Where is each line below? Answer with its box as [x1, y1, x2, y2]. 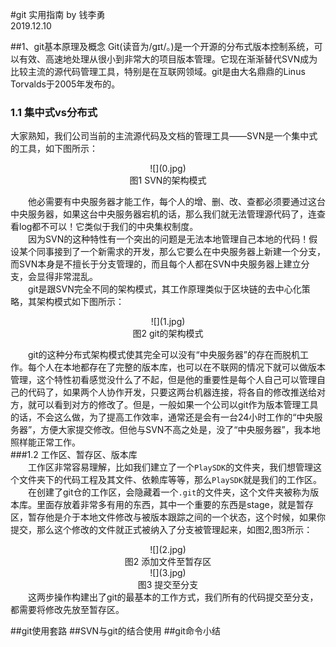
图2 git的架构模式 [132, 328, 204, 340]
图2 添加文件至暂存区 [124, 556, 212, 568]
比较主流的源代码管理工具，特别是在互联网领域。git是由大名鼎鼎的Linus [10, 66, 306, 77]
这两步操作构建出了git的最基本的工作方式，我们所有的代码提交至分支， [28, 591, 319, 603]
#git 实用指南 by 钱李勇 [10, 9, 106, 20]
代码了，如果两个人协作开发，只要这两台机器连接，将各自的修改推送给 [27, 386, 317, 398]
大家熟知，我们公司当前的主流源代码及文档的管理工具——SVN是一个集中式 [10, 130, 318, 142]
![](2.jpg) [149, 544, 187, 556]
